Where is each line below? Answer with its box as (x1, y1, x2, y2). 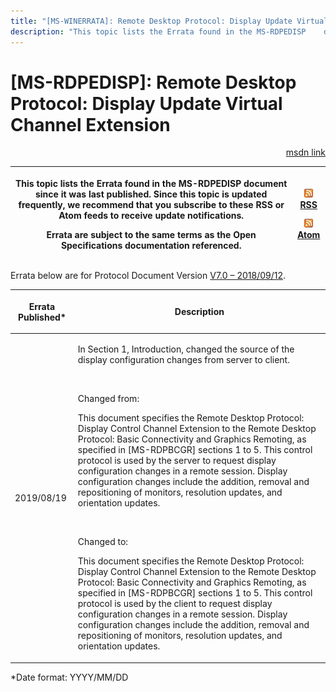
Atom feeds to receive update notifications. (58, 209, 245, 221)
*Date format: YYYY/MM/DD (10, 671, 129, 683)
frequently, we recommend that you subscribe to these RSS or (18, 198, 285, 210)
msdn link (285, 146, 326, 159)
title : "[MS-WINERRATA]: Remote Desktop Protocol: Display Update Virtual (10, 16, 329, 26)
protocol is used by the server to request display (77, 455, 277, 467)
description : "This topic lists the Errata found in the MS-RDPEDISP (10, 26, 307, 37)
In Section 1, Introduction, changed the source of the (77, 343, 295, 355)
